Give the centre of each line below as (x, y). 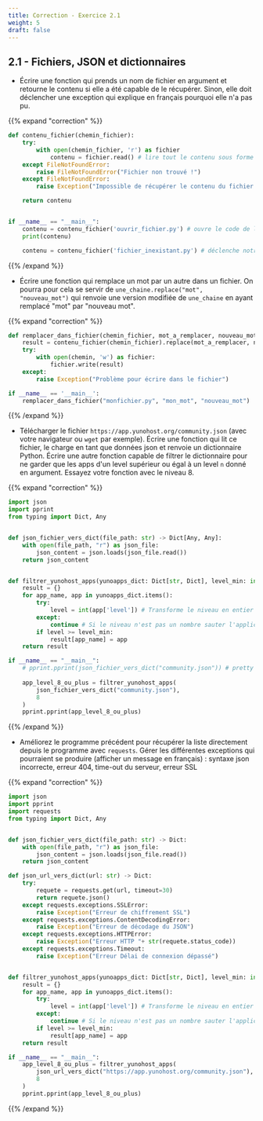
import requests (34, 811)
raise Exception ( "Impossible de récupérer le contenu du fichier (145, 187)
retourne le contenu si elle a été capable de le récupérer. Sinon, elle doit (135, 89)
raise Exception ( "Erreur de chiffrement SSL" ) (113, 912)
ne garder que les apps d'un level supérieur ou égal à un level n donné (133, 464)
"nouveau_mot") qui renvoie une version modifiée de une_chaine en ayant (136, 297)
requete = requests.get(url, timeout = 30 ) (105, 891)
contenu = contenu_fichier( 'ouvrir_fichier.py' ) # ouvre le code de (136, 229)
